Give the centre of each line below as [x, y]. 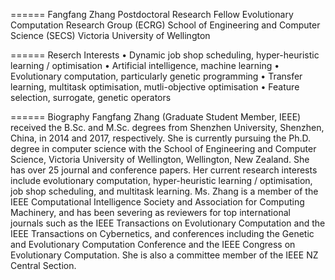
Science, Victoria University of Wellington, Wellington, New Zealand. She [160, 159]
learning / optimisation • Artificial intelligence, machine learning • [145, 65]
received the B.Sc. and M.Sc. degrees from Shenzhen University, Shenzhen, [167, 127]
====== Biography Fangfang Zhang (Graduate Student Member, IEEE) [156, 117]
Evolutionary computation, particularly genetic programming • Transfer [156, 76]
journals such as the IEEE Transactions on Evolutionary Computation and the [168, 223]
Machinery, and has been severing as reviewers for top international [150, 212]
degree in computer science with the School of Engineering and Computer [163, 148]
